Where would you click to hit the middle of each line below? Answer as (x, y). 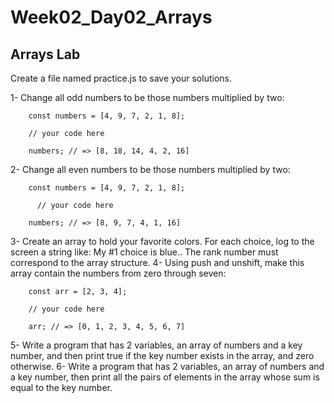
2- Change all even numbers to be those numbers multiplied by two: (150, 169)
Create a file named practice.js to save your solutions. (121, 78)
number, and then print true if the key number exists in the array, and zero (162, 355)
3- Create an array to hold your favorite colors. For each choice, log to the (162, 241)
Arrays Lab (45, 54)
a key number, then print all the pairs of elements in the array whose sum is (165, 377)
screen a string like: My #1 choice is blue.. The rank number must (144, 252)
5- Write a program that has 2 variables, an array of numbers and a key (156, 345)
